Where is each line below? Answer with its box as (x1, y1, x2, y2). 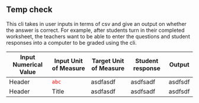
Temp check (6, 5, 53, 15)
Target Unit (91, 57, 124, 65)
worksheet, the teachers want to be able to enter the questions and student (6, 32, 191, 40)
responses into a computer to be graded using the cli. (6, 39, 137, 46)
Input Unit (54, 57, 83, 65)
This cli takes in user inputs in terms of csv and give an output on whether (6, 20, 187, 27)
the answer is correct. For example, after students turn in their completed (6, 26, 185, 34)
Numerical (12, 60, 43, 68)
